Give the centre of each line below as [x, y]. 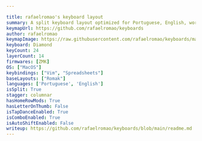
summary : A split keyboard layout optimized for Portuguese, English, [96, 22]
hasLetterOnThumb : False [37, 106]
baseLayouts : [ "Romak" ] [36, 79]
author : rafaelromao [32, 34]
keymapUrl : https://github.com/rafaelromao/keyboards [75, 28]
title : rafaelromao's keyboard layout [55, 17]
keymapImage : [23, 40]
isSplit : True [24, 90]
